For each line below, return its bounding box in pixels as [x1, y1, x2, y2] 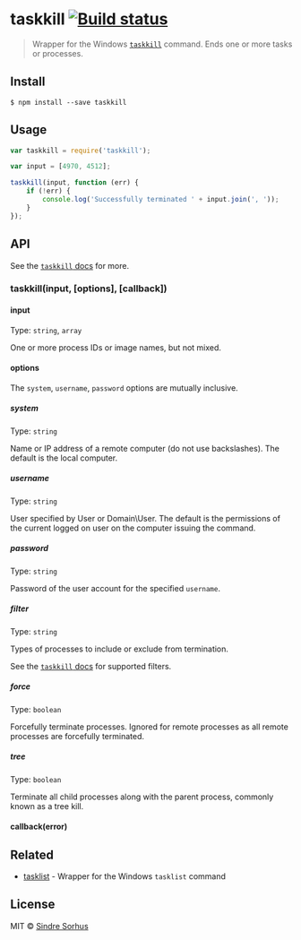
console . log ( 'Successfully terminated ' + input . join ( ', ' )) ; [42, 195, 279, 204]
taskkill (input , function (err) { [10, 178, 140, 187]
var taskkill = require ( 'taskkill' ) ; [10, 146, 151, 155]
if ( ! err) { [26, 186, 71, 196]
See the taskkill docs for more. [10, 260, 129, 271]
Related [10, 847, 55, 862]
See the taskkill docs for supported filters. [10, 660, 172, 671]
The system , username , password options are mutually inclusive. [10, 382, 238, 393]
